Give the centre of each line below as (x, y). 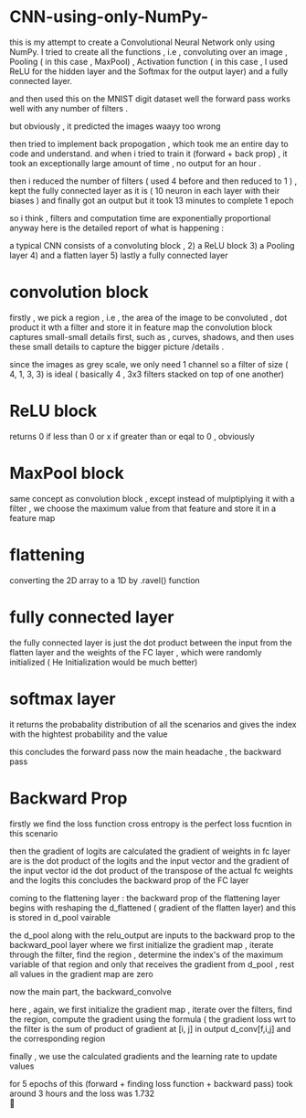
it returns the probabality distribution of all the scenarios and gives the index (153, 724)
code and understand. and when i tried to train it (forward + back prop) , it (148, 154)
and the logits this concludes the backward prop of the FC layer (129, 880)
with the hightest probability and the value (89, 734)
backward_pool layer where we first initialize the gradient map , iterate (142, 944)
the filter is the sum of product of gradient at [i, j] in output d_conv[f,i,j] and (150, 1028)
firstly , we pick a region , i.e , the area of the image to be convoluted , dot (148, 317)
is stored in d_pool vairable (60, 917)
